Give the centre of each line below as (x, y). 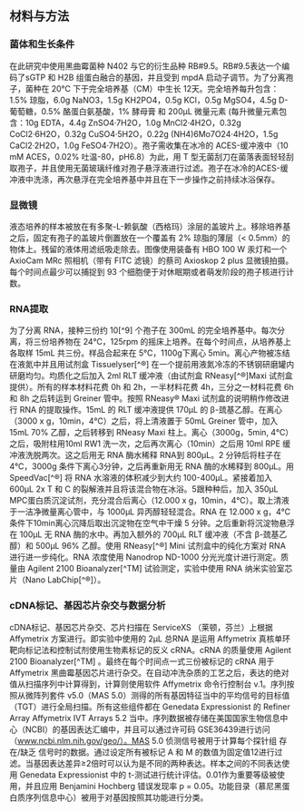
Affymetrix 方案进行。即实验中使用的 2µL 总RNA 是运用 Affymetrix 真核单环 (150, 639)
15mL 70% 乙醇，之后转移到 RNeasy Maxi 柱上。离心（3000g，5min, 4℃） (152, 433)
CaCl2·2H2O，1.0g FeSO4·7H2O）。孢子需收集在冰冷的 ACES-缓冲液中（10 (149, 145)
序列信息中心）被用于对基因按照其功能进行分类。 (117, 797)
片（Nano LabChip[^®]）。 (58, 580)
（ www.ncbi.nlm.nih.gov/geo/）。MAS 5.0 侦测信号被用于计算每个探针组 (143, 740)
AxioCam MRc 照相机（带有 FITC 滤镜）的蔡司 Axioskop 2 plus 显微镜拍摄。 (152, 260)
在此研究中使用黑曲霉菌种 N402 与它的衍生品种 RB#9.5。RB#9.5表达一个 (146, 65)
